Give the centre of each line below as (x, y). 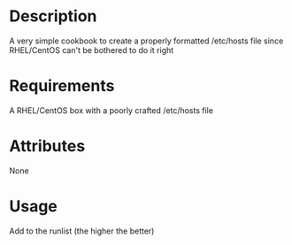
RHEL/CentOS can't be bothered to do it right (92, 50)
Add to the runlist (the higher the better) (82, 231)
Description (53, 16)
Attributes (47, 146)
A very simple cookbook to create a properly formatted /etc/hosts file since (146, 41)
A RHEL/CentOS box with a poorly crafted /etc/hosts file (111, 110)
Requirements (62, 86)
